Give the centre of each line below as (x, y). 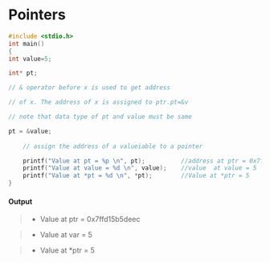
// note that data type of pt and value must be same (100, 117)
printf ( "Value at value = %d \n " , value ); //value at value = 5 (140, 168)
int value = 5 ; (30, 59)
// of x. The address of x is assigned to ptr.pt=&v (98, 102)
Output (20, 201)
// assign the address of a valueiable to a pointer (113, 146)
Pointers (37, 15)
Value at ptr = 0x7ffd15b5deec (90, 220)
